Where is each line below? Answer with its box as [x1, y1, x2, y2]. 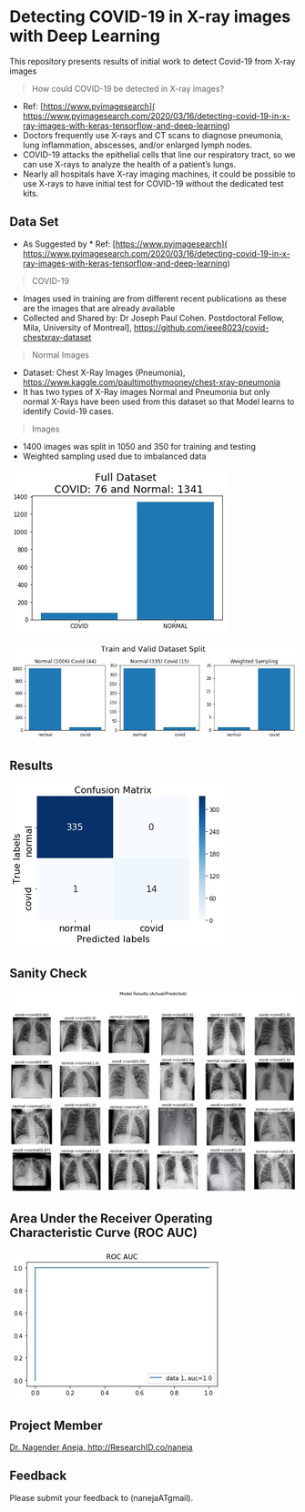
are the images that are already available [22, 302, 176, 313]
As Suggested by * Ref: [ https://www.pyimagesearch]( [22, 238, 228, 249]
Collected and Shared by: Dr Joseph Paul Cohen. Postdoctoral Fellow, [22, 312, 285, 323]
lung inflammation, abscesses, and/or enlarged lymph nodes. [22, 139, 253, 150]
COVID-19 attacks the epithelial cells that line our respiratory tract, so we [22, 148, 296, 160]
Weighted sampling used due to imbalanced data [22, 451, 207, 462]
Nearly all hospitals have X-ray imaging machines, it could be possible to [22, 168, 296, 179]
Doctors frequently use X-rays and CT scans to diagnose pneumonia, [22, 129, 284, 140]
